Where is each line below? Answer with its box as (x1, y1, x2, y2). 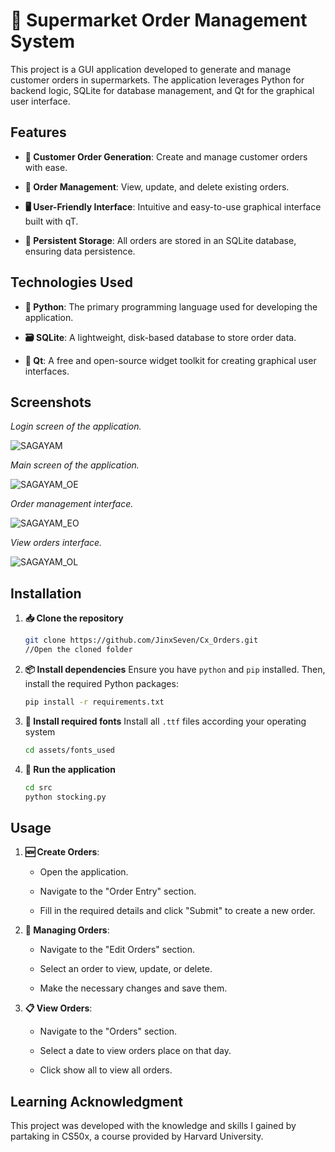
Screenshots (10, 394, 92, 411)
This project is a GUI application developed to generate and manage (10, 63, 292, 75)
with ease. (24, 161, 68, 173)
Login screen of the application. (10, 420, 142, 433)
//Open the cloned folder (24, 645, 133, 655)
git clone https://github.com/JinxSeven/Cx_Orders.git (24, 635, 259, 646)
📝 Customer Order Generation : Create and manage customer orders (24, 150, 308, 163)
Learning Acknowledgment (10, 1093, 183, 1110)
